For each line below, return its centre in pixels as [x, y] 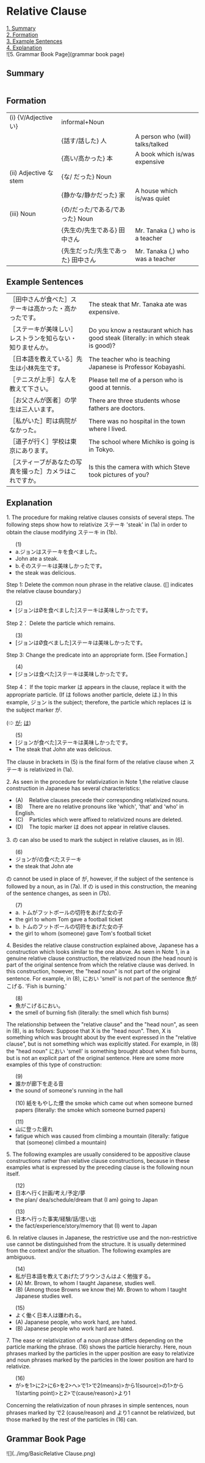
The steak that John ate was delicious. [63, 750]
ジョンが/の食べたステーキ [48, 860]
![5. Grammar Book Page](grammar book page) [66, 54]
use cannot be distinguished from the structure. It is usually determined [96, 1244]
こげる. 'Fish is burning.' [37, 986]
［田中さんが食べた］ [40, 300]
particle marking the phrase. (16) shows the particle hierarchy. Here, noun [99, 1347]
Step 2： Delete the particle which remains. [61, 623]
